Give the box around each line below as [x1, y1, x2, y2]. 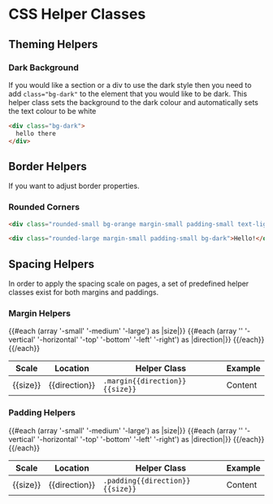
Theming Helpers [8, 37, 98, 51]
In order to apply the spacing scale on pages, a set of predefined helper [8, 278, 249, 289]
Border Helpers [8, 160, 88, 173]
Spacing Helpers [8, 257, 95, 271]
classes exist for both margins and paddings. [8, 287, 159, 297]
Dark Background [8, 62, 79, 73]
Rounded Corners [8, 201, 80, 213]
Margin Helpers [8, 308, 71, 319]
